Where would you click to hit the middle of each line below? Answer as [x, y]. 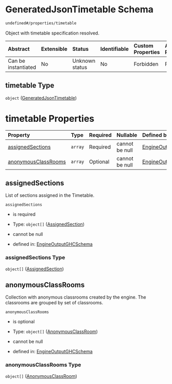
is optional [24, 322]
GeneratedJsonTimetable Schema [79, 10]
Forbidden [146, 64]
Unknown [84, 61]
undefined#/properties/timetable [41, 23]
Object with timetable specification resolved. [52, 33]
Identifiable [114, 49]
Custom [144, 46]
